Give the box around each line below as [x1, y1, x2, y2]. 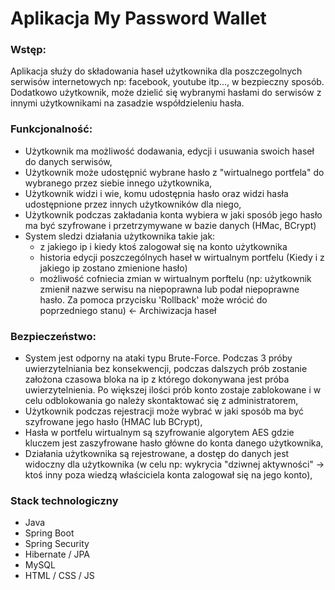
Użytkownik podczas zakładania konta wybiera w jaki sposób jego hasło [24, 208, 323, 221]
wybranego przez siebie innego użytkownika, [24, 177, 213, 189]
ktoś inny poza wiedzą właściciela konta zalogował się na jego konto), [24, 469, 313, 481]
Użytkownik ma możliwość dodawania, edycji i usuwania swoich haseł [24, 145, 315, 157]
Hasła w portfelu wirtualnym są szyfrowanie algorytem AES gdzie [24, 427, 295, 439]
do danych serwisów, [24, 155, 113, 167]
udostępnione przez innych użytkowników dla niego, [24, 198, 242, 210]
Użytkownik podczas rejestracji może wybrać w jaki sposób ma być [24, 405, 305, 417]
